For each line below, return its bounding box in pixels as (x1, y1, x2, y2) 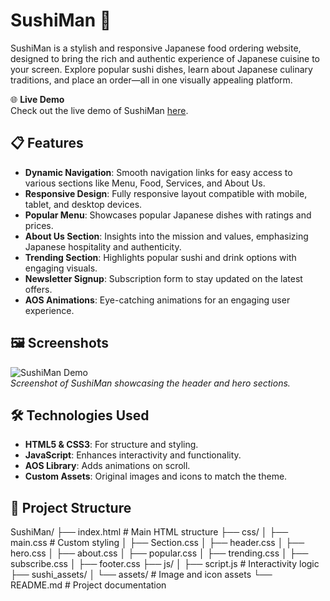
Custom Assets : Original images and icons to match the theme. (24, 470, 288, 483)
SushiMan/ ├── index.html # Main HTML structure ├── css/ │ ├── (10, 526, 289, 538)
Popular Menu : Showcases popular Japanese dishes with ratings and (24, 209, 312, 221)
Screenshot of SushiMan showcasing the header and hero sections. (10, 377, 291, 389)
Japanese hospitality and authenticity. (24, 240, 182, 253)
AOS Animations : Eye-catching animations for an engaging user (24, 294, 291, 306)
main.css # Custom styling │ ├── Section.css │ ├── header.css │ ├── (10, 537, 305, 549)
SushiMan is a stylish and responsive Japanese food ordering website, (10, 42, 302, 54)
